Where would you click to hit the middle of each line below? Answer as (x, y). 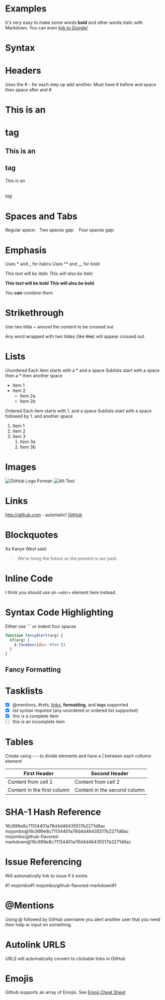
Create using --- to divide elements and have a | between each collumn (78, 756)
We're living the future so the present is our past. (67, 558)
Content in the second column (110, 790)
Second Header (110, 773)
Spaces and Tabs (41, 216)
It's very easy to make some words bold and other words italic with (74, 22)
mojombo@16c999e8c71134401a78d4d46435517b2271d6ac (67, 831)
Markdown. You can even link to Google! (46, 27)
